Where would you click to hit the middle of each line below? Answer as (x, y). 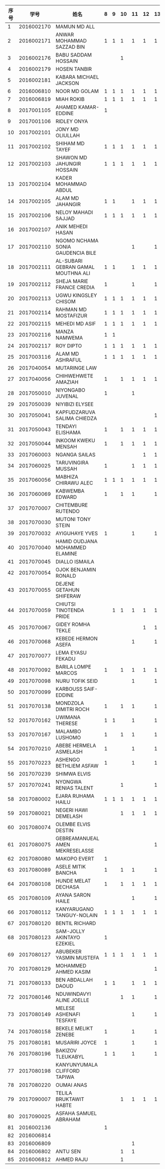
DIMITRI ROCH (73, 709)
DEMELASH (69, 816)
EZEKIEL (65, 943)
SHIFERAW (68, 596)
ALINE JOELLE (72, 1000)
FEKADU (66, 659)
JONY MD (67, 129)
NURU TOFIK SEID (77, 681)
